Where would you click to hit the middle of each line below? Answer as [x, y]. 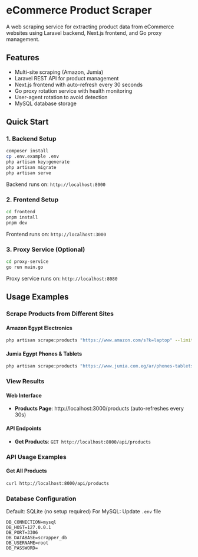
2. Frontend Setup [32, 200]
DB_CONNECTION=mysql [32, 522]
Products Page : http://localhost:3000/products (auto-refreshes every [99, 409]
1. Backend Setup [32, 139]
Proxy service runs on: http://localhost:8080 [62, 278]
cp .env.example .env [33, 157]
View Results [25, 382]
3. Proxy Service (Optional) [46, 249]
